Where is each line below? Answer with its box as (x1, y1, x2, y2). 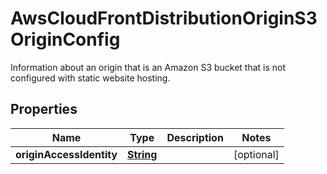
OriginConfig (10, 28, 121, 51)
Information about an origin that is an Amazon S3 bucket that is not (10, 61, 287, 73)
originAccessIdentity (15, 147, 118, 161)
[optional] (233, 147, 280, 161)
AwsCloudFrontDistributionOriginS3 (10, 7, 318, 30)
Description (166, 130, 224, 144)
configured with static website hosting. (10, 72, 171, 84)
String (127, 147, 158, 161)
